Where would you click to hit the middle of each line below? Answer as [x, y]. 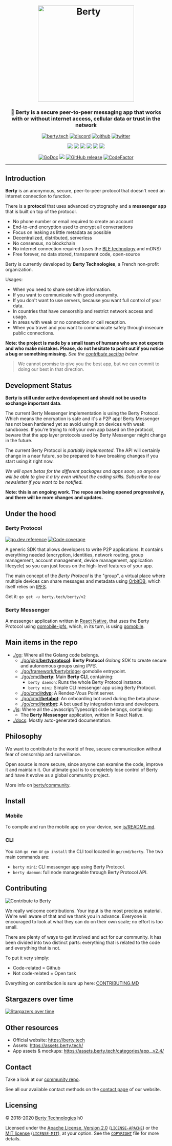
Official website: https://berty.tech [49, 1040]
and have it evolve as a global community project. [58, 775]
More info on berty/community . [38, 785]
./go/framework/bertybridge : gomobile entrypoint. [73, 671]
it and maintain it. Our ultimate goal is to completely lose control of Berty [81, 769]
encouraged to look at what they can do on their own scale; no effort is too [84, 921]
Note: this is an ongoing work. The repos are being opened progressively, [85, 492]
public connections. [34, 333]
